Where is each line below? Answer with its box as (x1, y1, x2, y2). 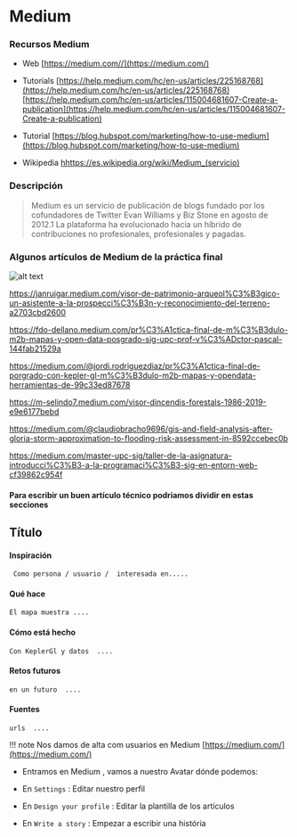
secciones (9, 499, 49, 510)
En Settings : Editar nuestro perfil (21, 784, 145, 794)
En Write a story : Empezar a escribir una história (21, 818, 206, 829)
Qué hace (9, 588, 46, 599)
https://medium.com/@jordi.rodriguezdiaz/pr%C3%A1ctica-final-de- (9, 361, 261, 372)
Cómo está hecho (9, 627, 76, 638)
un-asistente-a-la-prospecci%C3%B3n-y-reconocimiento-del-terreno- (9, 298, 271, 308)
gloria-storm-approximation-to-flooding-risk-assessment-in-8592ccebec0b (9, 433, 289, 444)
